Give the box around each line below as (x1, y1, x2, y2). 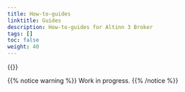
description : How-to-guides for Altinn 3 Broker (7, 23, 153, 30)
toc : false (7, 37, 40, 44)
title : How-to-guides (7, 10, 71, 18)
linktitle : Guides (7, 17, 61, 24)
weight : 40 (7, 43, 40, 50)
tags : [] (7, 30, 33, 38)
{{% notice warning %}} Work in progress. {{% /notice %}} (7, 76, 179, 85)
